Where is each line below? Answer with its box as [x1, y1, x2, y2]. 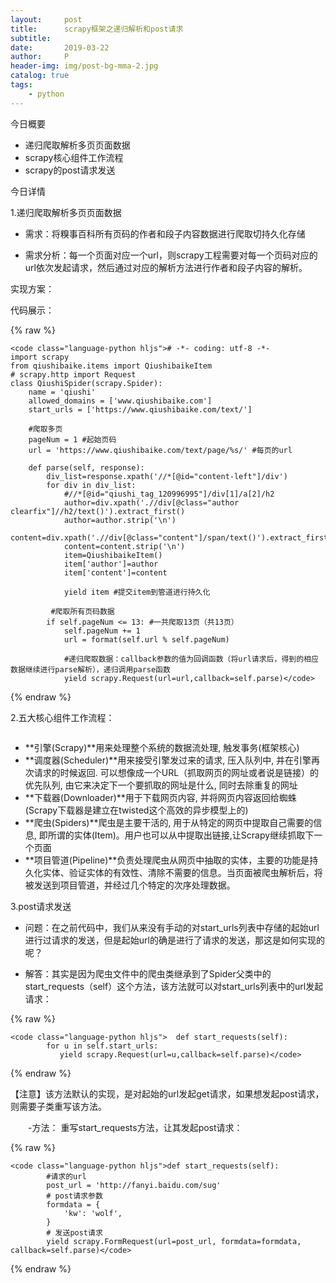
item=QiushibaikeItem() [63, 550, 163, 560]
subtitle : [10, 33, 52, 43]
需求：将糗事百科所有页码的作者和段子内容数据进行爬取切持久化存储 [24, 227, 306, 240]
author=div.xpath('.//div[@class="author [63, 497, 240, 508]
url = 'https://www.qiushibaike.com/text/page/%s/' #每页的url [28, 445, 293, 455]
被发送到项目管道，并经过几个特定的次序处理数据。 [24, 879, 236, 891]
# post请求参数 [46, 1191, 103, 1201]
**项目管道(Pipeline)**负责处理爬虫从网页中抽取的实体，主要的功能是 [24, 854, 310, 866]
